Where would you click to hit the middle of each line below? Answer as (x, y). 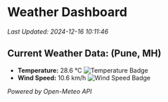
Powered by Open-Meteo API (50, 91)
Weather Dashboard (67, 12)
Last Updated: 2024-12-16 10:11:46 (58, 31)
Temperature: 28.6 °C (50, 70)
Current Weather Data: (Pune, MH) (84, 53)
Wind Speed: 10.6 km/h (52, 78)
